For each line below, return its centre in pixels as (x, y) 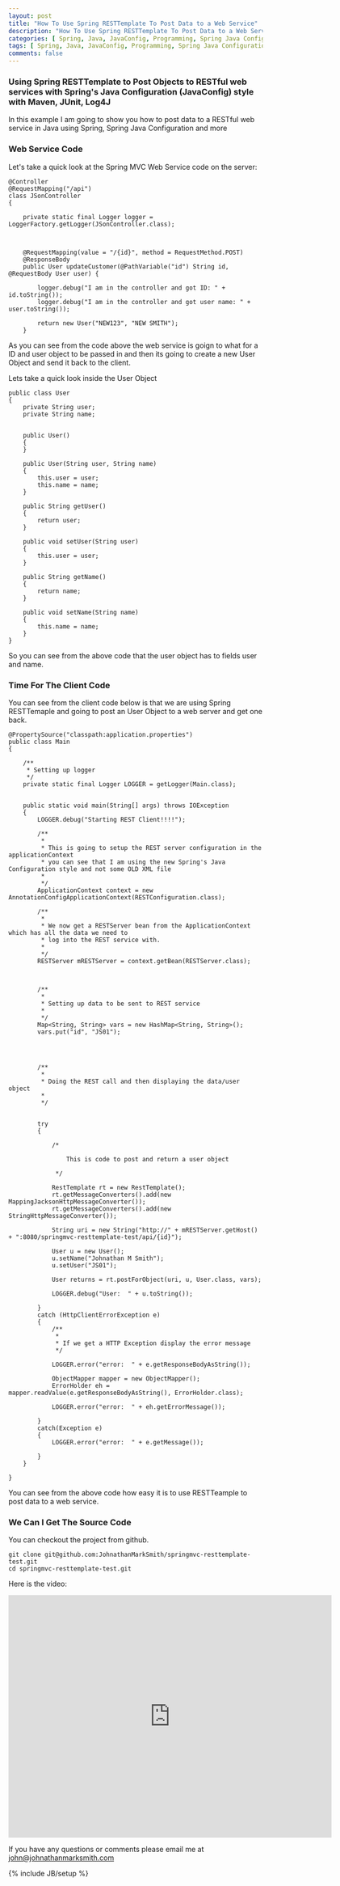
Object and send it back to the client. (69, 362)
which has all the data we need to (68, 932)
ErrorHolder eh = (81, 1385)
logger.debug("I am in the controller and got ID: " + (132, 288)
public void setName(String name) (81, 612)
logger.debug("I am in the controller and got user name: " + (144, 302)
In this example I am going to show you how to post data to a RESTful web (132, 120)
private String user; (59, 407)
